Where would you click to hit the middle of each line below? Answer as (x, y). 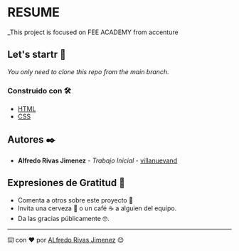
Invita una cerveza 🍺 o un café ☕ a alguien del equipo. (97, 208)
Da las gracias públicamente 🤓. (64, 218)
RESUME (34, 12)
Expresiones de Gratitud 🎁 (67, 183)
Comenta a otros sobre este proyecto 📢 (75, 200)
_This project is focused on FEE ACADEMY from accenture (93, 32)
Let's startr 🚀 (37, 55)
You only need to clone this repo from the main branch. (88, 71)
